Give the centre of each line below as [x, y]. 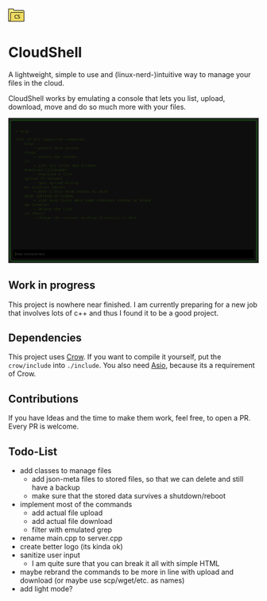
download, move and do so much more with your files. [97, 107]
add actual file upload [67, 513]
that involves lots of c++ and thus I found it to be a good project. [113, 312]
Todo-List [33, 451]
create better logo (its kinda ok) [71, 547]
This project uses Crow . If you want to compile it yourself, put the [115, 357]
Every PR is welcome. [44, 427]
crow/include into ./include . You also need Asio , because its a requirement [132, 366]
